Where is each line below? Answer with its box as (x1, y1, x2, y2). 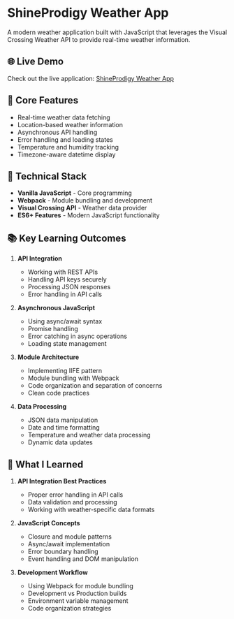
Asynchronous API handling (17, 128, 98, 136)
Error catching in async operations (27, 332, 128, 340)
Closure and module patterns (27, 532, 112, 541)
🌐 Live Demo (7, 56, 64, 68)
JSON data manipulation (27, 416, 98, 424)
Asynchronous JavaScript (17, 304, 96, 312)
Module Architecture (17, 353, 80, 361)
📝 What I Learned (7, 458, 84, 470)
